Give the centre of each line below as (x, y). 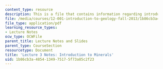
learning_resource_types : (31, 28)
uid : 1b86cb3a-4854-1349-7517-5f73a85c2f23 (50, 59)
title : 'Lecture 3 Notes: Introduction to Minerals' (59, 55)
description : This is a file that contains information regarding (73, 14)
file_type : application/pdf (33, 23)
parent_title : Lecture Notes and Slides (47, 41)
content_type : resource (29, 9)
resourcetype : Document (29, 50)
